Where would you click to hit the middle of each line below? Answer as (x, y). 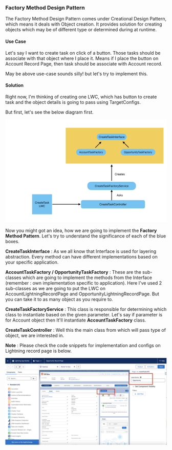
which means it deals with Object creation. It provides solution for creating (84, 24)
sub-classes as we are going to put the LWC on (56, 289)
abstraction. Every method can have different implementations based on (81, 257)
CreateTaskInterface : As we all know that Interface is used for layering (81, 251)
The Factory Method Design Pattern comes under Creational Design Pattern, (86, 19)
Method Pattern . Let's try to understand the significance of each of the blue (86, 236)
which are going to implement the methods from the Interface (87, 277)
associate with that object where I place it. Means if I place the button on (82, 58)
